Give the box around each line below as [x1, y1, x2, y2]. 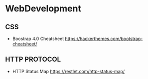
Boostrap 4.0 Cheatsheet [12, 36, 64, 41]
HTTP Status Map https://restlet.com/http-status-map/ [12, 68, 125, 74]
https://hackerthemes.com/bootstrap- [65, 36, 143, 41]
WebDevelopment [5, 3, 81, 14]
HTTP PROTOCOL [5, 55, 61, 64]
